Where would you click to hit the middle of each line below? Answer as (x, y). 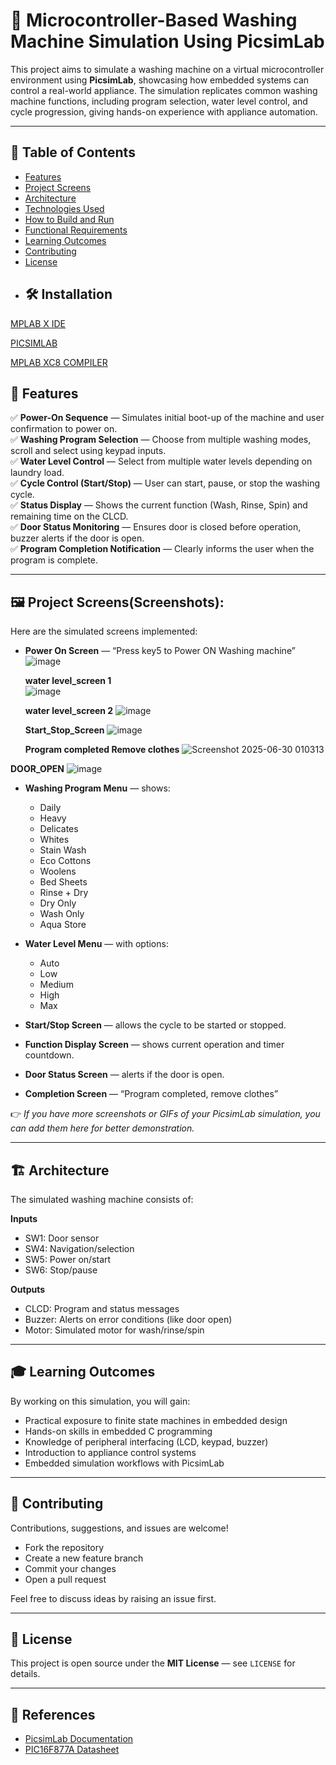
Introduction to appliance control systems (110, 1452)
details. (25, 1674)
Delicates (59, 829)
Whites (54, 840)
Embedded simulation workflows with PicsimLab (124, 1463)
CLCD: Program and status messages (102, 1308)
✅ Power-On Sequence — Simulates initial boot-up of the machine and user (167, 418)
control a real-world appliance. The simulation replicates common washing (164, 90)
